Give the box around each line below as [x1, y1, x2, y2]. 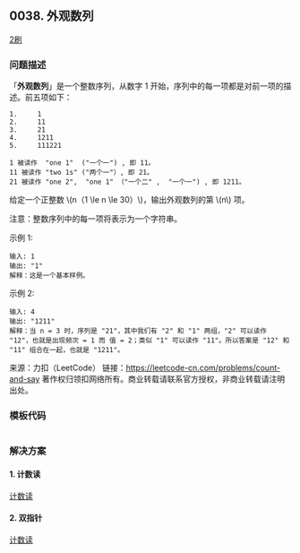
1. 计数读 [9, 469, 41, 480]
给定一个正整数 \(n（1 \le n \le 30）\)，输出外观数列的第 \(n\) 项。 [9, 194, 250, 205]
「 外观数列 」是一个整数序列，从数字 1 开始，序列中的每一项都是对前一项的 [9, 81, 284, 91]
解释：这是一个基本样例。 [9, 272, 90, 281]
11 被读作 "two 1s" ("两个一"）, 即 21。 [9, 168, 154, 177]
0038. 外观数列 [9, 8, 94, 24]
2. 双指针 [9, 513, 43, 523]
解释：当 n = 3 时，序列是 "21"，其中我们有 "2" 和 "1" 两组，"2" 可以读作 [9, 326, 267, 336]
